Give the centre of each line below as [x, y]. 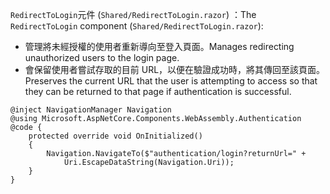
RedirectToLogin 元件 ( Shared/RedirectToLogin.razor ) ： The [133, 14]
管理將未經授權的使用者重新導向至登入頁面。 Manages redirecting [159, 46]
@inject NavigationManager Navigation [91, 110]
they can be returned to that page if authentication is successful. [158, 91]
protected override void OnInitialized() [115, 136]
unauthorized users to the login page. [102, 57]
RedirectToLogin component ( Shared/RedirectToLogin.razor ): [137, 26]
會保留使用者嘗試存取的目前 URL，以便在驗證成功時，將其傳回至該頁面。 [175, 69]
